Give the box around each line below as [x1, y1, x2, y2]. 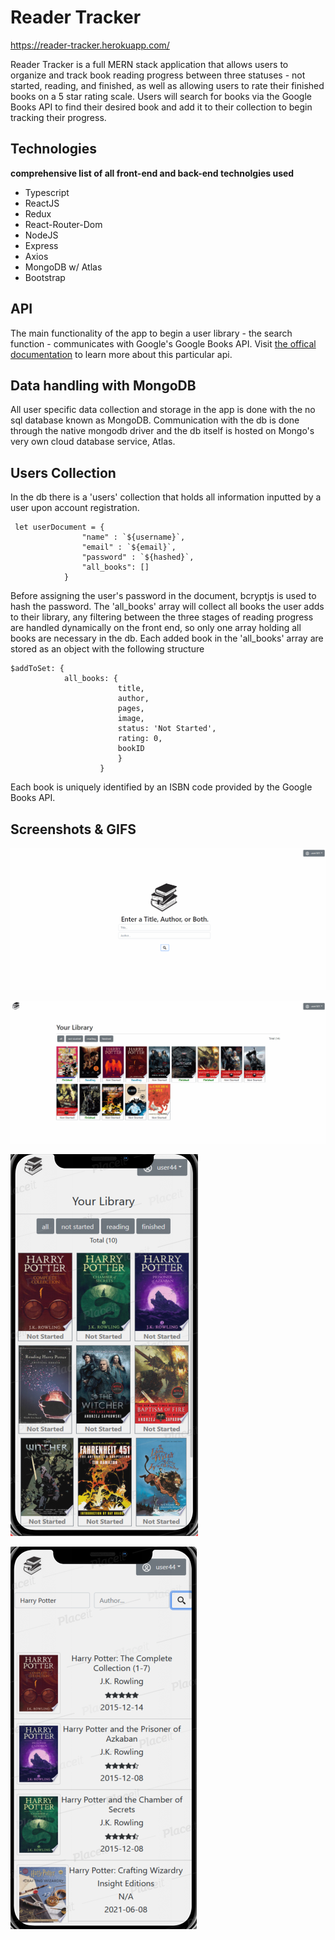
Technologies [10, 141, 98, 158]
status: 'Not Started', [117, 724, 217, 734]
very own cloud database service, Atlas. [10, 436, 176, 448]
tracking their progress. [10, 111, 107, 123]
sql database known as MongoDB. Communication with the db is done [10, 414, 300, 426]
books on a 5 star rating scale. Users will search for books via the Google [10, 90, 313, 102]
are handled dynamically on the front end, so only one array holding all [10, 622, 302, 634]
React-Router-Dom [24, 218, 103, 230]
